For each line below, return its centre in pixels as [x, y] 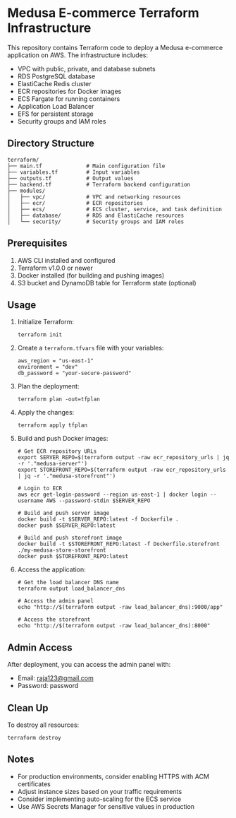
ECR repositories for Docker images [69, 91]
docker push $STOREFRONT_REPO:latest [73, 557]
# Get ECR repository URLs [57, 451]
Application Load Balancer [56, 106]
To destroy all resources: [43, 725]
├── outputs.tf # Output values [70, 178]
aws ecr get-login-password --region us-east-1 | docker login [112, 495]
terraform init [40, 335]
